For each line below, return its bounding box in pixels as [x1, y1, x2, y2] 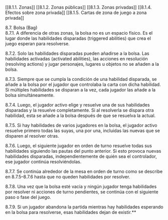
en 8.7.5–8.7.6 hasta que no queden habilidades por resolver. [5, 174, 130, 180]
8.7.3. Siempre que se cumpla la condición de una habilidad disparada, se [5, 76, 157, 82]
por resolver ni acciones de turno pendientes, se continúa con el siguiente [5, 189, 159, 195]
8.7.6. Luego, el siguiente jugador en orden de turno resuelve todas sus [5, 143, 152, 149]
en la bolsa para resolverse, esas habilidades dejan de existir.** [5, 209, 136, 215]
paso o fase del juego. [5, 194, 51, 200]
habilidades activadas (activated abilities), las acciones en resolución [5, 56, 148, 62]
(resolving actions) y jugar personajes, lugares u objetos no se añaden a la [5, 61, 159, 67]
